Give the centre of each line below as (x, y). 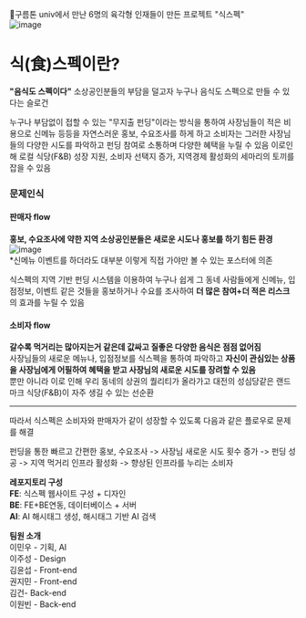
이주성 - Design (38, 559)
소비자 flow (30, 325)
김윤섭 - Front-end (43, 571)
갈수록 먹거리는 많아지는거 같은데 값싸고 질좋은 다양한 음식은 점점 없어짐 (135, 347)
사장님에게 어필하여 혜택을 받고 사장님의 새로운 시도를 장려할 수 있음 (138, 370)
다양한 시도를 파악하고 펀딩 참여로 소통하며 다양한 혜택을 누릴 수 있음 (148, 144)
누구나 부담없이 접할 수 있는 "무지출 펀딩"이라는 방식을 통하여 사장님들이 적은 (146, 121)
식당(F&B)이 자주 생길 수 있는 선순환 (90, 393)
